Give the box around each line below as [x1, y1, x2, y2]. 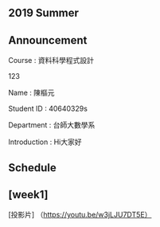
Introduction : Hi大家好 [8, 137, 82, 147]
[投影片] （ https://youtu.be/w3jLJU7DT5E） [8, 210, 152, 220]
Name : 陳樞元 [8, 88, 55, 98]
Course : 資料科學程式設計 [8, 56, 94, 65]
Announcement [8, 33, 88, 47]
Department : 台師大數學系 [8, 120, 96, 130]
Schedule [8, 161, 57, 174]
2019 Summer [8, 6, 80, 20]
